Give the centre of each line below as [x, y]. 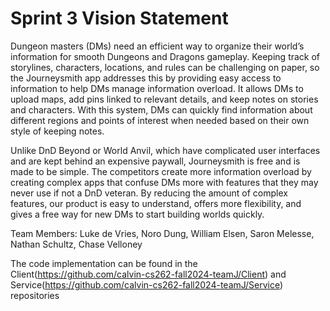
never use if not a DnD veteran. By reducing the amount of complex [149, 193]
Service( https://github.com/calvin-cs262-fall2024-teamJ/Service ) [147, 284]
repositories [35, 295]
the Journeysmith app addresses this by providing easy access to [146, 78]
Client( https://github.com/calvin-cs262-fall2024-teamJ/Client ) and [148, 274]
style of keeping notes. [57, 131]
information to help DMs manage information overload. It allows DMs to [157, 88]
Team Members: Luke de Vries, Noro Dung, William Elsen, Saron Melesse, [162, 233]
